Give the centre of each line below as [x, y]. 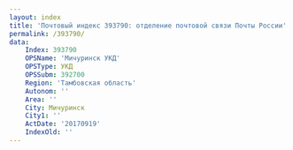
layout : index [35, 17]
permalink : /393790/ [47, 34]
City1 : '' [43, 116]
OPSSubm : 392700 [55, 75]
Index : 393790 [51, 50]
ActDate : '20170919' [63, 124]
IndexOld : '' [49, 132]
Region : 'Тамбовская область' [81, 83]
